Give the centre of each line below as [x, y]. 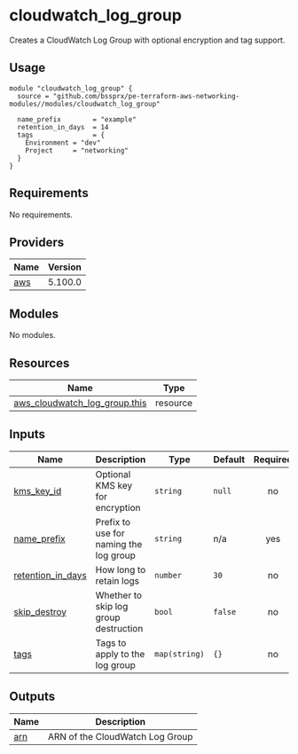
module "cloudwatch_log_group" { [71, 88]
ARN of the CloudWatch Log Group [120, 736]
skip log [112, 606]
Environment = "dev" [63, 143]
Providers [37, 242]
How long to [121, 569]
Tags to [111, 642]
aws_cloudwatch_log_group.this [80, 403]
